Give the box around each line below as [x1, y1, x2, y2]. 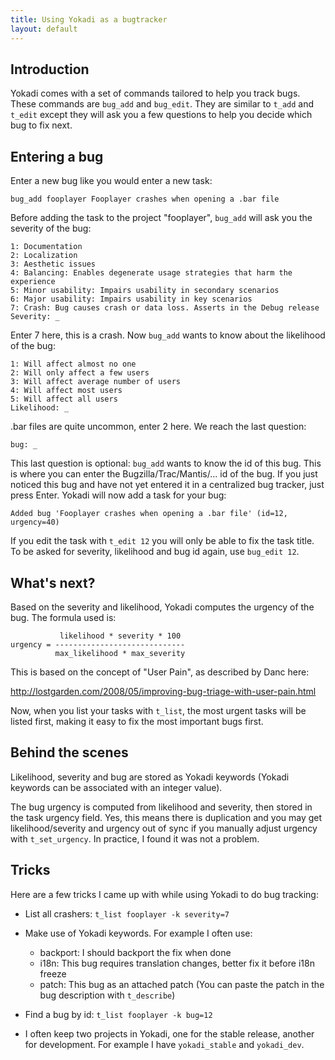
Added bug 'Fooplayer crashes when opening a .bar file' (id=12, [10, 509, 288, 519]
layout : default [10, 24, 78, 34]
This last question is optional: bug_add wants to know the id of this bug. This [10, 457, 322, 470]
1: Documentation [10, 242, 83, 252]
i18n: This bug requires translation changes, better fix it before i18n [39, 957, 315, 969]
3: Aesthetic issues [10, 259, 97, 270]
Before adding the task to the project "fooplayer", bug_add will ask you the [10, 212, 313, 224]
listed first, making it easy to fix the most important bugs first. [10, 715, 264, 727]
